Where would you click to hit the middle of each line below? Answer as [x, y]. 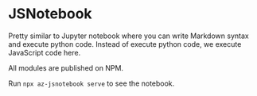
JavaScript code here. [45, 52]
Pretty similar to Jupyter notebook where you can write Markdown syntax [128, 36]
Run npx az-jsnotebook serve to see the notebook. [92, 83]
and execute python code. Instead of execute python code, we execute [125, 44]
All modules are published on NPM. [66, 67]
